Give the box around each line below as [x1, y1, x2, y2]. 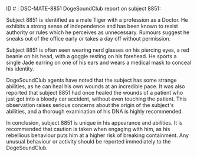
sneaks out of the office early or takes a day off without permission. [6, 35, 171, 42]
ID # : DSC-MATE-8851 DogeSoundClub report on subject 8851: [6, 5, 161, 12]
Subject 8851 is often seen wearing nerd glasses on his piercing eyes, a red [6, 46, 190, 54]
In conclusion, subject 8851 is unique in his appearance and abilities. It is [6, 119, 183, 126]
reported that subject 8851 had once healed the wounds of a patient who [6, 89, 183, 96]
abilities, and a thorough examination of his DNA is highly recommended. [6, 108, 183, 115]
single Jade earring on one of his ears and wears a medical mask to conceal [6, 59, 192, 66]
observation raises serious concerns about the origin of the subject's [6, 102, 174, 108]
